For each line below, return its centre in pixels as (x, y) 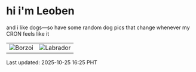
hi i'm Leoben (40, 11)
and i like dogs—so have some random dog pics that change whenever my (98, 27)
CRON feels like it (28, 33)
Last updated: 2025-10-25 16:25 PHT (52, 62)
